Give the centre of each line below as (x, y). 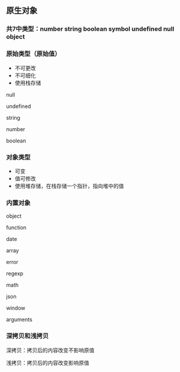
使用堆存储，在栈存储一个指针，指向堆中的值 (69, 186)
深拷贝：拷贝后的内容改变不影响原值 (50, 350)
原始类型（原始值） (33, 54)
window (16, 308)
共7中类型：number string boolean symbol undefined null (90, 29)
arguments (19, 320)
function (16, 228)
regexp (15, 274)
